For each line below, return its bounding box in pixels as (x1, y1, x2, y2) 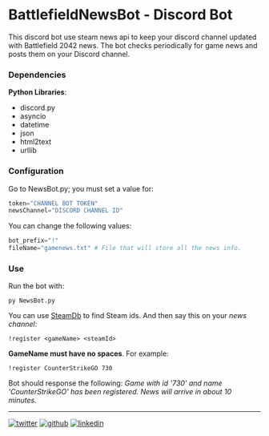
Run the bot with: (8, 281, 65, 291)
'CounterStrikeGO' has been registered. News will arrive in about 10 (8, 387, 232, 397)
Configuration (8, 166, 64, 177)
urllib (19, 146, 38, 155)
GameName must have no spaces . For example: (8, 349, 170, 358)
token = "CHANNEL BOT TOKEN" (8, 199, 98, 208)
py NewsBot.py (8, 297, 56, 305)
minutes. (8, 395, 38, 406)
